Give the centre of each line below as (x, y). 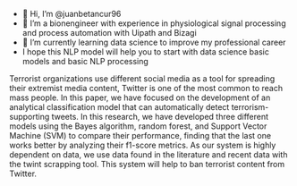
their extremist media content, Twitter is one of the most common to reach (146, 88)
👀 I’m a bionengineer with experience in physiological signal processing (154, 23)
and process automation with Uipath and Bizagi (109, 33)
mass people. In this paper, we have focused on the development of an (140, 97)
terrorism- (250, 107)
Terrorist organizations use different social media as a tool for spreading (142, 79)
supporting (30, 117)
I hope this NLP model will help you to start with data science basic (146, 52)
